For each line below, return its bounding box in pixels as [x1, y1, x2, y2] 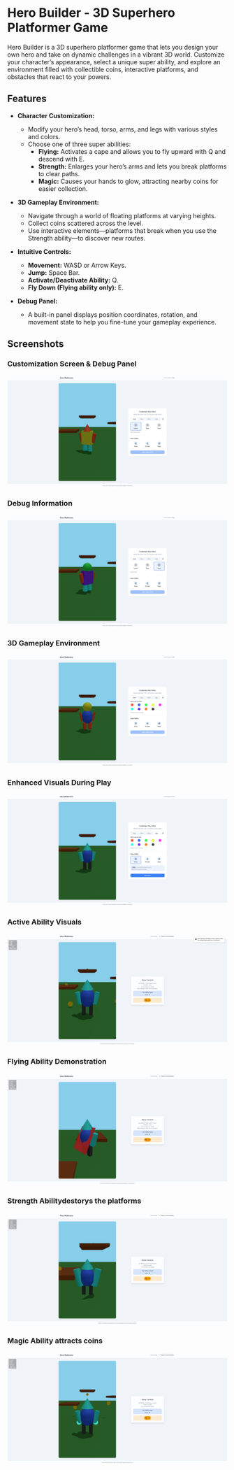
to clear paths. [38, 169, 80, 178]
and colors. [27, 132, 61, 141]
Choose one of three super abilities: [27, 140, 131, 148]
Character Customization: [17, 111, 95, 120]
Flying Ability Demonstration [7, 1057, 107, 1066]
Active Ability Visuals [7, 917, 82, 927]
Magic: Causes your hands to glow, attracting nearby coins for [38, 177, 219, 185]
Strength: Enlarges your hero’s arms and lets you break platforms [38, 162, 227, 171]
